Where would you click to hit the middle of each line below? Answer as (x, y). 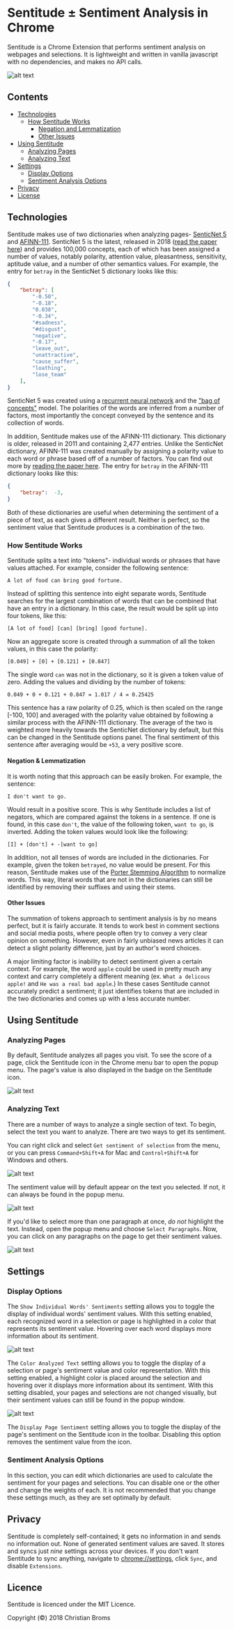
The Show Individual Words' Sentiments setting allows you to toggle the (111, 1306)
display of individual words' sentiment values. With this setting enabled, (110, 1314)
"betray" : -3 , (42, 493)
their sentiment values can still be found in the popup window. (96, 1400)
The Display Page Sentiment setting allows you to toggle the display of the (114, 1427)
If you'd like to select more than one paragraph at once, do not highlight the (116, 1221)
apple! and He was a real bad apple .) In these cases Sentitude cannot (109, 983)
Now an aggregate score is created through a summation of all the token (111, 642)
